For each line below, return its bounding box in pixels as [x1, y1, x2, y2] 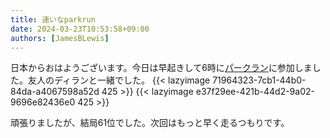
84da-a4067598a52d [10, 86, 100, 98]
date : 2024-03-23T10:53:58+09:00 [10, 24, 150, 34]
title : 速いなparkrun [10, 14, 96, 25]
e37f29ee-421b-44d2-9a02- [195, 86, 315, 98]
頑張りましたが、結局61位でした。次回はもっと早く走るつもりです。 [10, 117, 290, 129]
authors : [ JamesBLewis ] [10, 33, 110, 43]
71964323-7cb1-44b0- [212, 74, 307, 86]
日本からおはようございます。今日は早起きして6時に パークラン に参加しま [10, 62, 313, 74]
